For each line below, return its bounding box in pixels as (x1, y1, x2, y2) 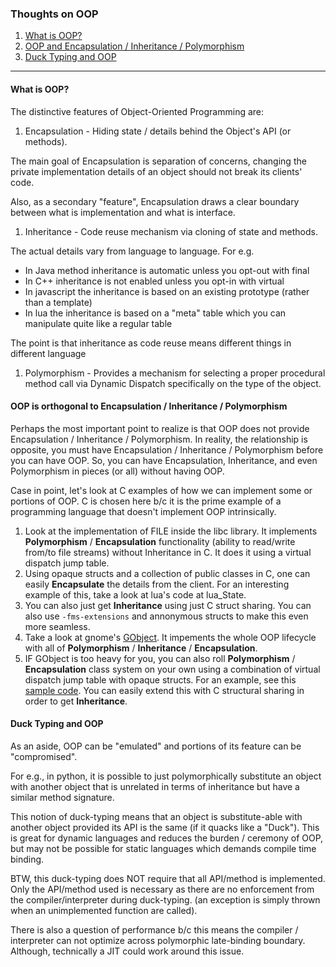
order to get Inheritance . (24, 695, 128, 707)
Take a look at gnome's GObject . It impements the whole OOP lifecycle (24, 631, 317, 643)
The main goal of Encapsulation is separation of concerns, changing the (10, 155, 307, 167)
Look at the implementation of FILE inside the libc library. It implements (24, 525, 318, 537)
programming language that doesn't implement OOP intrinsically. (10, 505, 277, 517)
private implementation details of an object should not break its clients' (10, 165, 303, 177)
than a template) (24, 296, 93, 308)
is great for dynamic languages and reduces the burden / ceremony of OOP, (10, 832, 324, 844)
